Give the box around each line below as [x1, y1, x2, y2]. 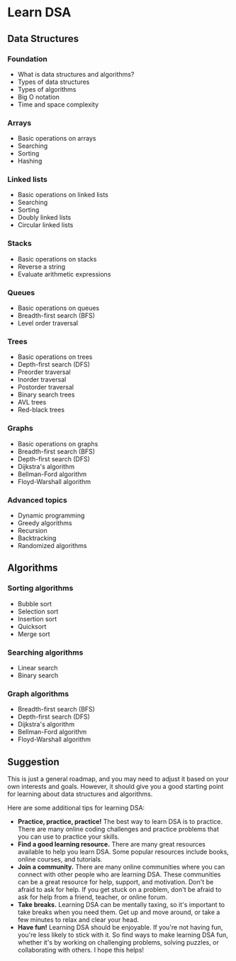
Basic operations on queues [17, 304, 100, 313]
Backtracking [17, 534, 57, 542]
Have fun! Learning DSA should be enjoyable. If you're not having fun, [17, 923, 223, 932]
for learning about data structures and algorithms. [7, 790, 153, 798]
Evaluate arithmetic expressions [17, 269, 111, 278]
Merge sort [17, 630, 51, 638]
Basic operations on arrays [17, 134, 96, 143]
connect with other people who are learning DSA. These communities [17, 870, 221, 879]
